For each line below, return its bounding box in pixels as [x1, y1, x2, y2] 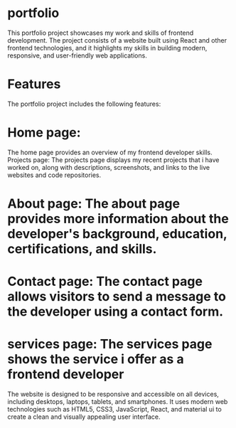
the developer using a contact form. [7, 304, 224, 320]
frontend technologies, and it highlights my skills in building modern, [7, 43, 208, 52]
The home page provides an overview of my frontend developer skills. [7, 148, 213, 156]
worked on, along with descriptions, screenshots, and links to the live [7, 163, 210, 171]
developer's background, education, [7, 226, 227, 242]
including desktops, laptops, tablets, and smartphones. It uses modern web [7, 397, 228, 406]
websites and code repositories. [7, 171, 102, 179]
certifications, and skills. [7, 241, 157, 257]
